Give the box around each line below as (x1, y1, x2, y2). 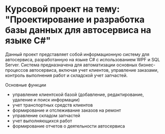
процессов (5, 67, 28, 73)
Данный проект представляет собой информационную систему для (5, 51, 150, 57)
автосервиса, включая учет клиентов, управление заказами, (29, 67, 159, 73)
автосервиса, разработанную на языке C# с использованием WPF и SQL (5, 56, 160, 62)
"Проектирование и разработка (5, 14, 145, 25)
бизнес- (138, 62, 156, 68)
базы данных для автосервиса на (5, 25, 152, 36)
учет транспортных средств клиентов (12, 102, 93, 108)
